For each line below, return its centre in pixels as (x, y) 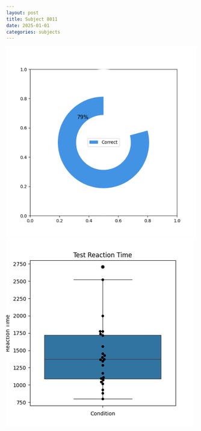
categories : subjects (33, 32)
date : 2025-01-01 (28, 25)
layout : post (23, 13)
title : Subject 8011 (32, 19)
